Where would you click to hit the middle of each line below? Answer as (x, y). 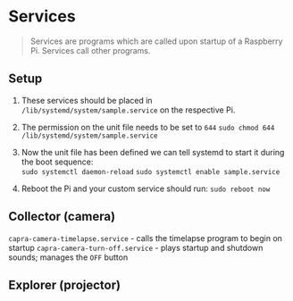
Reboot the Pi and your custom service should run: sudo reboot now (146, 188)
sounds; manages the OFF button (68, 257)
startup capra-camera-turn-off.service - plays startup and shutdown (136, 247)
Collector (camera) (62, 217)
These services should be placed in (87, 100)
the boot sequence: (57, 162)
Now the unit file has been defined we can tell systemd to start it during (153, 152)
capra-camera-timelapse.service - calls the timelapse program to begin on (146, 238)
